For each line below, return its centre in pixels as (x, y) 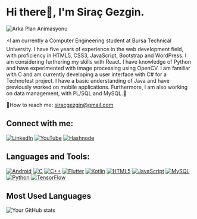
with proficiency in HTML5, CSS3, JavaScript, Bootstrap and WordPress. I (96, 55)
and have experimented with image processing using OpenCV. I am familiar (98, 68)
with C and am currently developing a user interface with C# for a (86, 74)
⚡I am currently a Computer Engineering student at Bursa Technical (89, 40)
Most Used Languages (49, 196)
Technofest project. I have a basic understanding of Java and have (88, 80)
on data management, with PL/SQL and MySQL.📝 (66, 93)
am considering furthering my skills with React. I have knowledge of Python (99, 61)
